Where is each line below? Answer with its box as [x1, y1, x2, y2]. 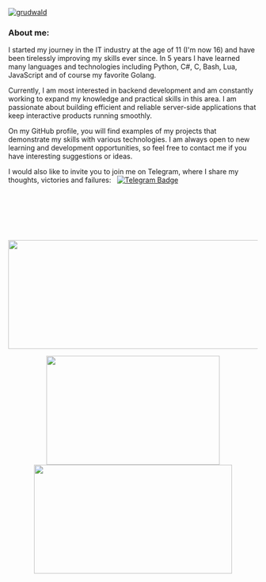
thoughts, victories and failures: [8, 175, 112, 185]
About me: [8, 27, 50, 38]
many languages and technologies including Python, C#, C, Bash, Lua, [8, 62, 237, 71]
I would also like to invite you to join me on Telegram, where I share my [8, 167, 239, 177]
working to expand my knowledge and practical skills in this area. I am [8, 94, 237, 104]
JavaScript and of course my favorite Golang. [8, 70, 157, 80]
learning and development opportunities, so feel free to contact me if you [8, 143, 247, 153]
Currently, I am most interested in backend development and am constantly [8, 86, 253, 95]
